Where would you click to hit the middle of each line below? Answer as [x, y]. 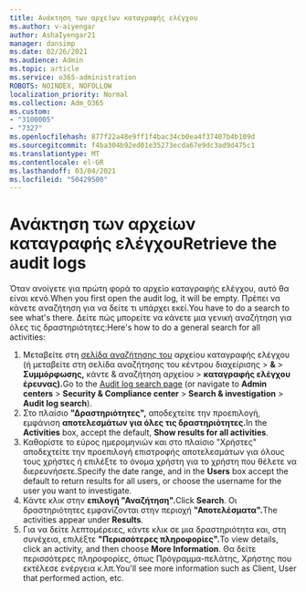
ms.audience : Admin [47, 60]
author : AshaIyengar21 [53, 35]
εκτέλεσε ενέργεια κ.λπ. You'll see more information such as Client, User [159, 568]
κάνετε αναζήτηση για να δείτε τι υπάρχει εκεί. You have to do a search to [150, 308]
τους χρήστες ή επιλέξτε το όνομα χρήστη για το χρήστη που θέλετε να [159, 461]
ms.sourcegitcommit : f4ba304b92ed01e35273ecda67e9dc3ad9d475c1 [132, 145]
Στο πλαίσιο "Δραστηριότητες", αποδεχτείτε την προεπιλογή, [142, 413]
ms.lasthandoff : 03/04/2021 [63, 171]
